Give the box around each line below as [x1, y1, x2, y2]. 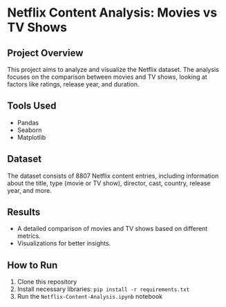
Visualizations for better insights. [17, 239, 111, 248]
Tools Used [7, 100, 57, 112]
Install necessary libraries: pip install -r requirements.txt [17, 285, 190, 293]
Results [7, 206, 41, 218]
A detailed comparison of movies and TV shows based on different [17, 225, 208, 233]
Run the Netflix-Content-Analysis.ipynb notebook [17, 292, 163, 301]
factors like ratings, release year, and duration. [7, 80, 140, 88]
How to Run [7, 259, 58, 271]
